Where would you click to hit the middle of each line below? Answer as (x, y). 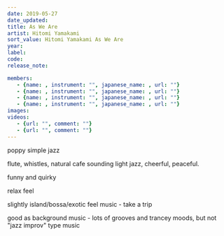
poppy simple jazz (34, 150)
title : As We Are (33, 27)
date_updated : (28, 20)
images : (19, 111)
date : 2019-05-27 (33, 14)
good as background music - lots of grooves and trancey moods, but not (112, 218)
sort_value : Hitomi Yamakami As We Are (65, 40)
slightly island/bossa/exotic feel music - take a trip (80, 204)
